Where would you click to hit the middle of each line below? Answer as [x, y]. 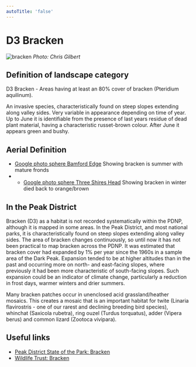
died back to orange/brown [56, 189]
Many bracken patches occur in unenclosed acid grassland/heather [88, 295]
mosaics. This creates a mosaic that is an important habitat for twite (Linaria [97, 301]
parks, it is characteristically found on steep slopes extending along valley [95, 233]
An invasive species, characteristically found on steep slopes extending [92, 106]
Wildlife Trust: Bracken [42, 358]
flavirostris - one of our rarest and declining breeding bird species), [87, 307]
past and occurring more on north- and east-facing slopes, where [85, 264]
